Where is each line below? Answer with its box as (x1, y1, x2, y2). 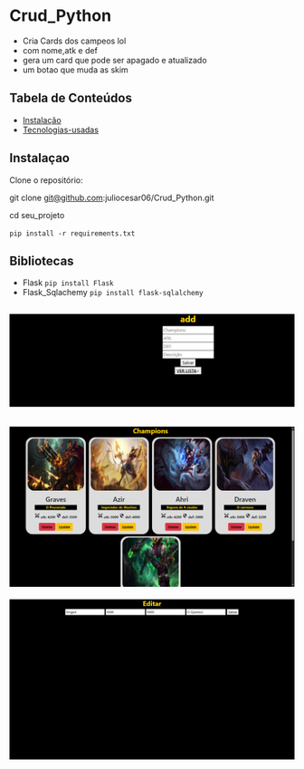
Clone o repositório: (9, 174, 83, 186)
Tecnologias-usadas (22, 124, 100, 135)
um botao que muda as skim (22, 64, 128, 75)
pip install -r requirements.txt (9, 228, 136, 238)
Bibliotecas (9, 253, 74, 268)
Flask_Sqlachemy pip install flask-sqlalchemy (22, 287, 204, 298)
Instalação (22, 114, 62, 125)
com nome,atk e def (22, 44, 98, 55)
